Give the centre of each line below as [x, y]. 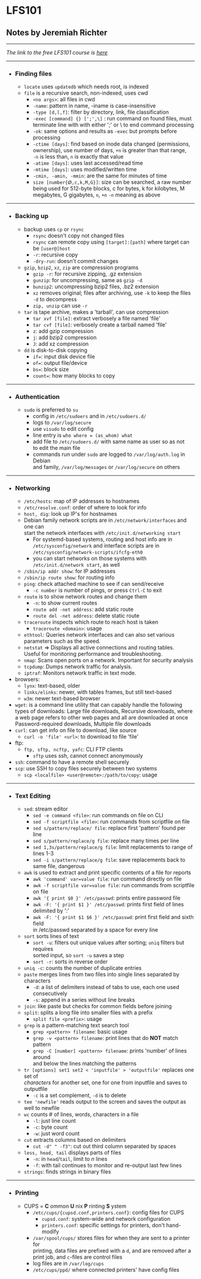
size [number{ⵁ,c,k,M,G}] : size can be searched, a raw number [112, 182]
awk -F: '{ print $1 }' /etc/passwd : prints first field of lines [108, 905]
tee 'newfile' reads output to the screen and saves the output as [105, 1102]
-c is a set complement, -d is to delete [80, 1095]
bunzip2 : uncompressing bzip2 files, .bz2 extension [96, 286]
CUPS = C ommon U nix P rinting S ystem [75, 1206]
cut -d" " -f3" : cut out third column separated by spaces [104, 1146]
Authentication [37, 397]
